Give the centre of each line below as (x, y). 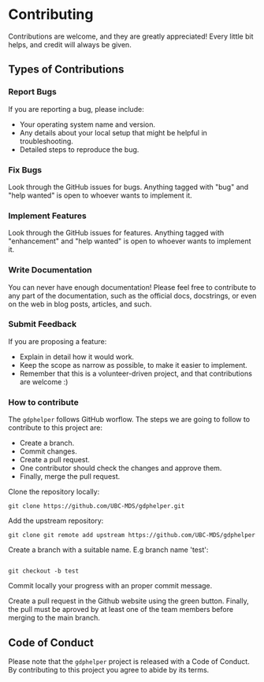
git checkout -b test (44, 571)
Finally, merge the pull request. (70, 476)
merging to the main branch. (54, 618)
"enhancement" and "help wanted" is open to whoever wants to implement (130, 241)
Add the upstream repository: (56, 521)
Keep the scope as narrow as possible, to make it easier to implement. (134, 365)
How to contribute (43, 402)
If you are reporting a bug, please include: (76, 109)
